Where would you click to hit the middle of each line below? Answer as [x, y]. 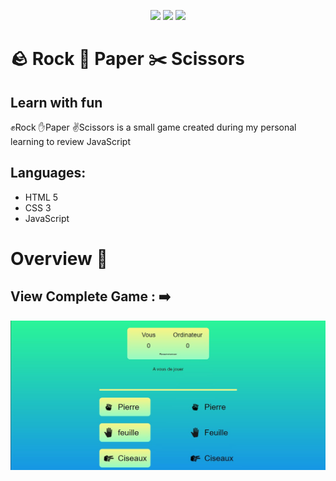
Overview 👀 [59, 259]
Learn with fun [56, 102]
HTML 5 [41, 197]
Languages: [48, 173]
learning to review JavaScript [71, 141]
